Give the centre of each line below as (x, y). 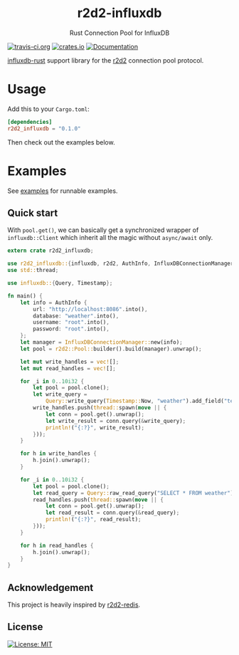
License (25, 627)
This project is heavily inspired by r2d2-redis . (74, 605)
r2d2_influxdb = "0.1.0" (44, 129)
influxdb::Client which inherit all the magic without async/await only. (110, 238)
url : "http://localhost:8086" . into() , (90, 309)
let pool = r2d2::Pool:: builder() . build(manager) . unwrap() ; (111, 349)
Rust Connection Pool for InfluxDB (119, 33)
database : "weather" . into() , (76, 316)
